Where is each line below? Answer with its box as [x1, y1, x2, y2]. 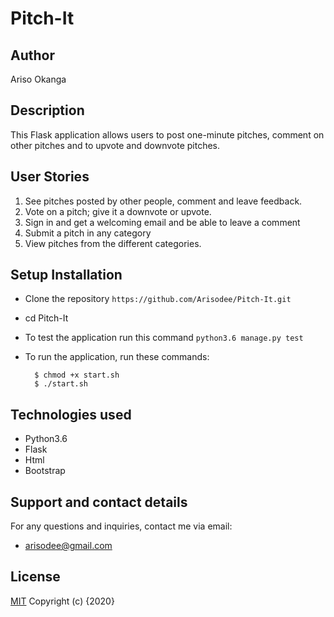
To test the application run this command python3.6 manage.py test [24, 332, 304, 344]
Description [10, 102, 85, 119]
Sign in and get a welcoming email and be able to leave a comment [24, 216, 301, 228]
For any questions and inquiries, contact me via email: [10, 520, 233, 532]
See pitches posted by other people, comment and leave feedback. [24, 195, 303, 207]
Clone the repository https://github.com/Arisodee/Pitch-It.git [24, 293, 292, 305]
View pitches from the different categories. [24, 237, 202, 249]
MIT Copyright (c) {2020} [10, 595, 115, 607]
